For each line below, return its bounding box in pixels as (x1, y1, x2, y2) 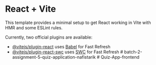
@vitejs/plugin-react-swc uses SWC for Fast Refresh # (12, 49, 124, 55)
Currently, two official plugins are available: (5, 34, 93, 40)
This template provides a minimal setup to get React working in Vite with (5, 20, 151, 25)
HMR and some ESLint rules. (5, 24, 63, 30)
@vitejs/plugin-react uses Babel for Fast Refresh (12, 43, 111, 49)
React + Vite (5, 3, 56, 15)
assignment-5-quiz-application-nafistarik (12, 54, 96, 60)
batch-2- (124, 49, 142, 55)
